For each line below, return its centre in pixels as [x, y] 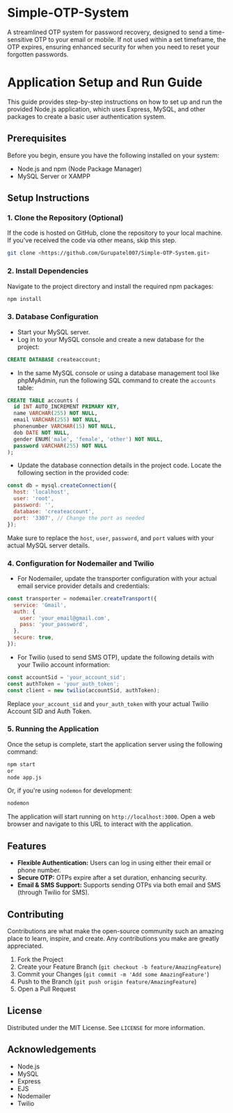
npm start [22, 764]
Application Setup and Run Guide [105, 83]
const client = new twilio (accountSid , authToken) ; [83, 690]
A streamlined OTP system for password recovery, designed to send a [108, 32]
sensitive [20, 39]
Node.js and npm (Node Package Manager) [80, 169]
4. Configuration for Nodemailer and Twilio [81, 563]
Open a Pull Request [47, 989]
